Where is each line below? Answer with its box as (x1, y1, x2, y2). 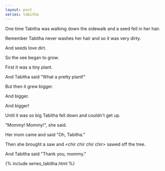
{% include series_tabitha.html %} (5, 160, 75, 167)
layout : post (5, 7, 32, 12)
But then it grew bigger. (5, 83, 53, 89)
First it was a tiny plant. (5, 64, 53, 70)
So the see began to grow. (5, 54, 59, 60)
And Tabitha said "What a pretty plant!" (5, 74, 86, 80)
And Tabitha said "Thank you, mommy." (5, 151, 86, 157)
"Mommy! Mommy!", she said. (5, 122, 67, 128)
